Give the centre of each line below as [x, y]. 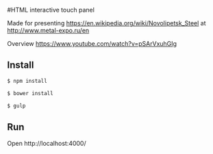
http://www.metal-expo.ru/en [48, 30]
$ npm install [27, 81]
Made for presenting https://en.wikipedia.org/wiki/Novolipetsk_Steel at [107, 23]
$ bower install [30, 93]
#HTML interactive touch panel [51, 10]
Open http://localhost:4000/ [47, 144]
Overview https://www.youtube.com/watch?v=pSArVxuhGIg [92, 43]
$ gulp [16, 105]
